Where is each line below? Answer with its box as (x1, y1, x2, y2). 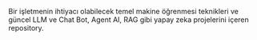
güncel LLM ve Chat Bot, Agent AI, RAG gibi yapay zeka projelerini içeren (8, 15, 250, 24)
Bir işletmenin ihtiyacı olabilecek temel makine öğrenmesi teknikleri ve (8, 7, 239, 16)
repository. (8, 24, 44, 32)
